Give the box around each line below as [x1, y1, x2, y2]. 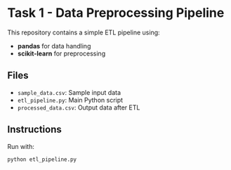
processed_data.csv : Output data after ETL [17, 103, 140, 112]
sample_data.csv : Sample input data [17, 88, 121, 96]
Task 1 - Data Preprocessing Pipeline [7, 5, 225, 21]
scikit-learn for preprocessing [17, 49, 106, 58]
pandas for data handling [17, 41, 91, 50]
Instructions [7, 124, 62, 136]
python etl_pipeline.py [7, 156, 77, 163]
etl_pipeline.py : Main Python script [17, 96, 124, 104]
